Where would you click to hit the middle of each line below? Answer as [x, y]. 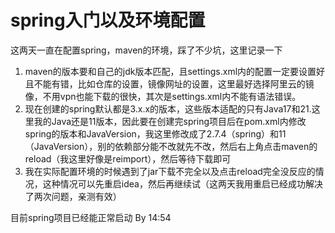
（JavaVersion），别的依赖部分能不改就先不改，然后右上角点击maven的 [171, 146]
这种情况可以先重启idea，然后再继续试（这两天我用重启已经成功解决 [182, 183]
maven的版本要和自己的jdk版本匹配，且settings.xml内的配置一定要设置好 [175, 71]
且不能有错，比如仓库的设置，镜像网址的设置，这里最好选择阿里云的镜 [169, 83]
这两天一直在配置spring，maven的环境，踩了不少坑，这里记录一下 [146, 50]
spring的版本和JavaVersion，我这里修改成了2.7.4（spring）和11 [155, 133]
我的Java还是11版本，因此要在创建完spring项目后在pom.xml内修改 [170, 121]
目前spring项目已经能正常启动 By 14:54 [91, 217]
